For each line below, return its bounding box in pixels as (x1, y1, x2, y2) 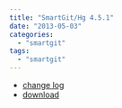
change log (22, 80, 65, 90)
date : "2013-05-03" (9, 22, 83, 31)
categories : (9, 30, 54, 39)
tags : (9, 47, 30, 56)
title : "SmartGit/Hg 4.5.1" (9, 13, 115, 22)
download (22, 89, 60, 100)
